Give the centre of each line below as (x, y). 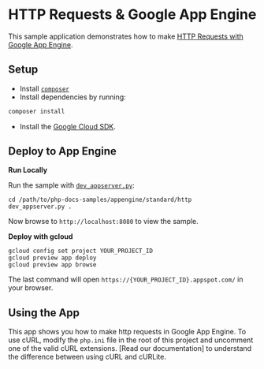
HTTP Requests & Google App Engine (132, 15)
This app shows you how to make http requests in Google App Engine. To (127, 332)
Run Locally (28, 170)
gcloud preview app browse (52, 265)
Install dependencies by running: (73, 97)
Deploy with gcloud (41, 237)
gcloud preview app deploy (52, 258)
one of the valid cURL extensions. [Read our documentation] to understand (130, 348)
